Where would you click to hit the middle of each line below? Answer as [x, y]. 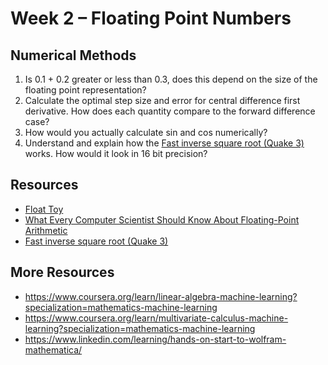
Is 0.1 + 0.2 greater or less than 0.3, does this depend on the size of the [171, 79]
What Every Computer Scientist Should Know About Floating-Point [162, 219]
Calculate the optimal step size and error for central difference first [162, 100]
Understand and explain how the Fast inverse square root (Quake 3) [164, 143]
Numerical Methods [73, 55]
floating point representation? [85, 90]
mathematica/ [53, 349]
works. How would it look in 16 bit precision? [116, 153]
